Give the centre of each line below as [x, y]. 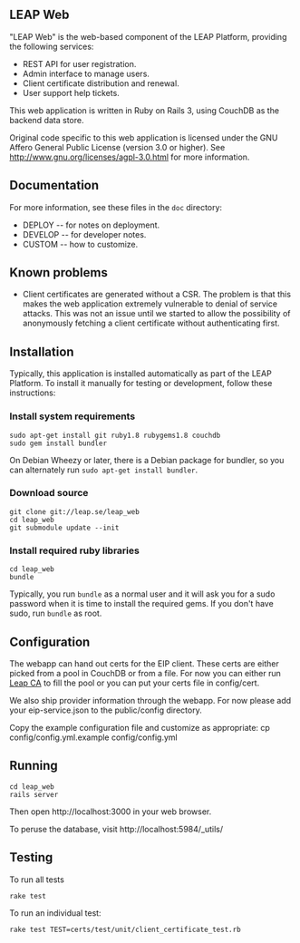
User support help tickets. [71, 92]
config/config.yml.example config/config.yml [94, 737]
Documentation [54, 185]
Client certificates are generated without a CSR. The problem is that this [157, 295]
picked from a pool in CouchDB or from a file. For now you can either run [145, 673]
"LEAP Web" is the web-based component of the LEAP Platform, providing [148, 36]
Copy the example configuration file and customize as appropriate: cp [140, 727]
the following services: [52, 46]
